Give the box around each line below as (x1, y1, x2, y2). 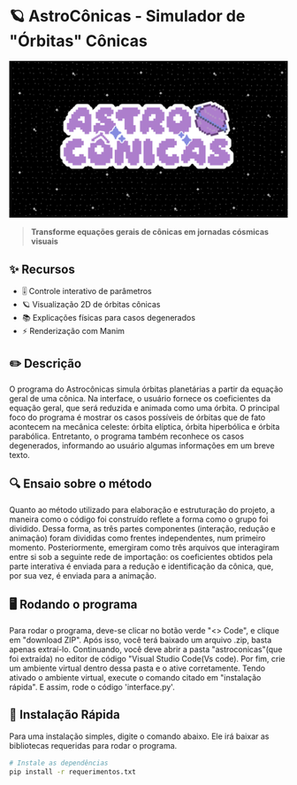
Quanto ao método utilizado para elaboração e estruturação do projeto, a (9, 504, 276, 515)
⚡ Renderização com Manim (21, 326, 126, 337)
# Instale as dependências (9, 758, 109, 767)
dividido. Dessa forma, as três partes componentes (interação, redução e (9, 523, 276, 533)
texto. (9, 450, 31, 461)
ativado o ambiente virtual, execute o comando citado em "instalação (9, 672, 262, 682)
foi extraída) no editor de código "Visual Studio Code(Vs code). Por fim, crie (9, 653, 286, 664)
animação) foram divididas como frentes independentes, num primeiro (9, 532, 266, 543)
